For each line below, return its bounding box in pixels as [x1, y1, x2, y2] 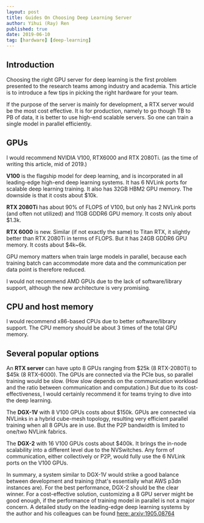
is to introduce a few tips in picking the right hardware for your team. [6, 89, 178, 96]
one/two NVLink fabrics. [6, 428, 68, 435]
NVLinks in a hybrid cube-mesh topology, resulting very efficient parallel [6, 415, 188, 423]
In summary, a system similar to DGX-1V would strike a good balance [6, 471, 179, 479]
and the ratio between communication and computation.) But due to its [6, 384, 184, 391]
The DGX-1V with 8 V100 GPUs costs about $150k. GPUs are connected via [6, 409, 196, 416]
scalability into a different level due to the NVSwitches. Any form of [6, 446, 175, 454]
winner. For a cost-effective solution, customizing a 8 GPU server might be [6, 491, 194, 498]
